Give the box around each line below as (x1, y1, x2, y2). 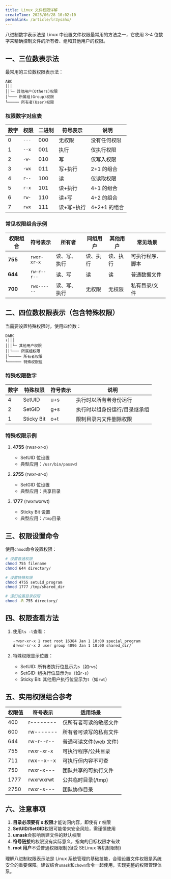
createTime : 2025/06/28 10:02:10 (5, 12, 76, 17)
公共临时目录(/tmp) (62, 776, 108, 784)
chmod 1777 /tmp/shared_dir (5, 584, 65, 590)
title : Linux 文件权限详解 (5, 7, 58, 13)
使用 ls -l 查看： (12, 628, 47, 634)
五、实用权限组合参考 (5, 693, 72, 701)
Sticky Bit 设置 (20, 509, 51, 515)
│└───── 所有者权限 (5, 354, 43, 359)
